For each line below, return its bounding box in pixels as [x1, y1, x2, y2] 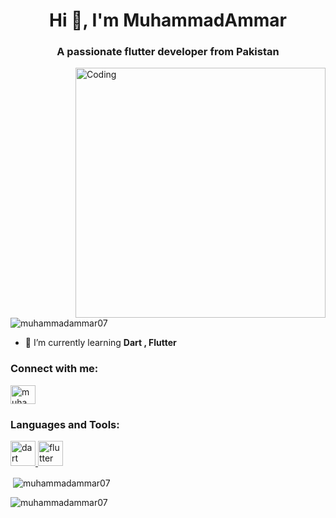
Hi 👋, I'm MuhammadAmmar [48, 9, 288, 32]
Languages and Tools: [10, 417, 120, 431]
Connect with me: [10, 362, 99, 376]
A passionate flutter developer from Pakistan [56, 45, 280, 59]
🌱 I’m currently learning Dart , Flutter [24, 337, 177, 349]
